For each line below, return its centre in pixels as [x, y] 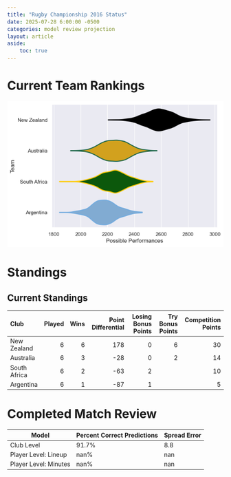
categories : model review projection [61, 29]
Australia [23, 358]
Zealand [22, 348]
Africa [19, 374]
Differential [108, 328]
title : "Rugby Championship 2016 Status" [67, 14]
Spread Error [183, 435]
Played [54, 324]
